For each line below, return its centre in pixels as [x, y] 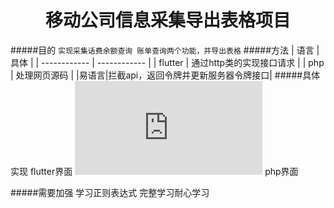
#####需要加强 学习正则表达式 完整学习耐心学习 [110, 192]
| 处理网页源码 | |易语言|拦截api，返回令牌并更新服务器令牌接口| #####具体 [165, 75]
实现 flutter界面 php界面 [154, 171]
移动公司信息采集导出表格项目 [167, 20]
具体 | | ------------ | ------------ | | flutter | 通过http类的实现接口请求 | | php [167, 62]
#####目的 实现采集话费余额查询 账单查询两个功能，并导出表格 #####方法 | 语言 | [165, 50]
